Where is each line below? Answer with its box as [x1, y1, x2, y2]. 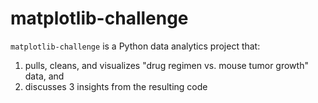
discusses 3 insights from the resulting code [24, 80, 208, 92]
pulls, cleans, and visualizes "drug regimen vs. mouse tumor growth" [24, 59, 309, 71]
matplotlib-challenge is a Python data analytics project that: [10, 40, 261, 52]
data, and [24, 70, 65, 82]
